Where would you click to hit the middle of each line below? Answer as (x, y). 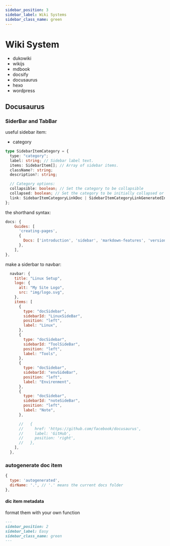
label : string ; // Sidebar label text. (52, 161)
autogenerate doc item (34, 465)
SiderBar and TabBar (31, 121)
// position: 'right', (47, 438)
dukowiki (22, 58)
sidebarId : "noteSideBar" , (52, 401)
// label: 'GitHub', (45, 434)
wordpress (24, 91)
